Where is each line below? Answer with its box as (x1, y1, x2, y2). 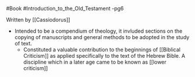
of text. (14, 40, 32, 47)
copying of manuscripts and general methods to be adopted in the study (14, 34, 190, 40)
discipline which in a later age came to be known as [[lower (23, 58, 167, 65)
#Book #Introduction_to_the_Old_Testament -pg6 (6, 5, 124, 12)
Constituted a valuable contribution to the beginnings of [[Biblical (23, 46, 180, 53)
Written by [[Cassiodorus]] (6, 16, 70, 23)
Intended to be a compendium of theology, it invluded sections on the (14, 27, 183, 34)
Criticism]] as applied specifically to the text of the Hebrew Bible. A (23, 52, 186, 59)
